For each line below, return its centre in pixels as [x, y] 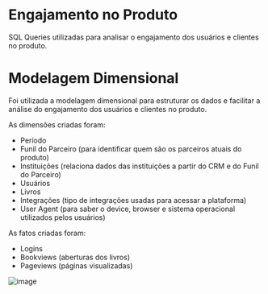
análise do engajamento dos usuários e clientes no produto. [108, 109]
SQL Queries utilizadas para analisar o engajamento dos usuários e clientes [134, 37]
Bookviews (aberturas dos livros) [75, 257]
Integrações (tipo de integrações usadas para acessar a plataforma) [133, 200]
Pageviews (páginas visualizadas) [76, 265]
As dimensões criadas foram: [57, 124]
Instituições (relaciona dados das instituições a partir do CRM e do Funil [140, 166]
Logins [31, 248]
